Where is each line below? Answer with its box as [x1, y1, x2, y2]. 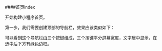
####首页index [5, 4, 35, 10]
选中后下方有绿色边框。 [5, 41, 52, 47]
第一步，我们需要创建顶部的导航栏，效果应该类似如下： [5, 25, 115, 30]
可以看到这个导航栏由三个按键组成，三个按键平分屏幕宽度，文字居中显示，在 [5, 35, 157, 40]
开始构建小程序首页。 [5, 14, 47, 20]
